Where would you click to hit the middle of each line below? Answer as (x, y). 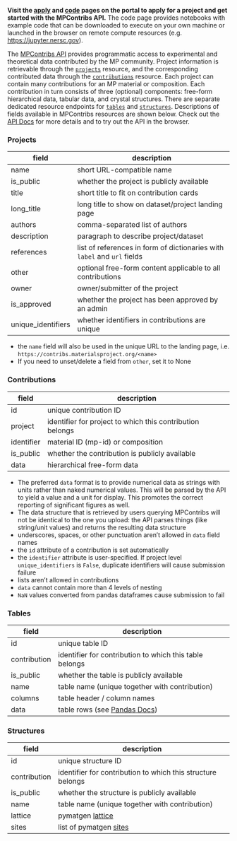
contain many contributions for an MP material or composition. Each (106, 84)
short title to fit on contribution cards (138, 193)
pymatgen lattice (86, 816)
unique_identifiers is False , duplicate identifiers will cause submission (121, 565)
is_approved (31, 305)
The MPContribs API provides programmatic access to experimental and (113, 54)
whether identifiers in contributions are (141, 320)
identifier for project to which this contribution (123, 421)
